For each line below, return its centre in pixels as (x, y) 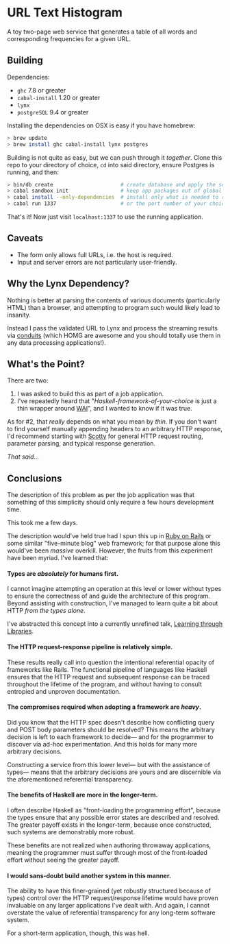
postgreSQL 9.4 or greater (53, 112)
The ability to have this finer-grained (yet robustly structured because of (109, 891)
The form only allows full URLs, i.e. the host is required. (95, 254)
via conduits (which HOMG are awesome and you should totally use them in (114, 335)
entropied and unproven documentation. (64, 691)
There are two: (28, 380)
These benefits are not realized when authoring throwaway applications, (109, 845)
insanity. (19, 315)
